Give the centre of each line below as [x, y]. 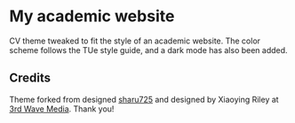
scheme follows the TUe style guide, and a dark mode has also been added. [148, 50]
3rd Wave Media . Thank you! [62, 109]
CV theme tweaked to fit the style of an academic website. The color [135, 41]
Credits [30, 78]
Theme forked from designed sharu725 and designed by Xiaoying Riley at [144, 99]
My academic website [92, 16]
